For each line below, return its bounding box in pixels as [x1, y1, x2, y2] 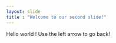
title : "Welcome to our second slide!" [6, 14, 107, 20]
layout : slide [6, 8, 41, 15]
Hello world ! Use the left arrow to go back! [6, 30, 111, 37]
